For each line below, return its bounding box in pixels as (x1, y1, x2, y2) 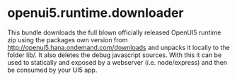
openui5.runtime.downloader (7, 5, 184, 21)
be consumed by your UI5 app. (7, 66, 98, 74)
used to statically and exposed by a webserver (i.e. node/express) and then (7, 58, 228, 66)
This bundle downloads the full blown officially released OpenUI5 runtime (7, 28, 221, 37)
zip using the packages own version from (7, 35, 128, 44)
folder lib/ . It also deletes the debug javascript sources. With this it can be (7, 51, 222, 59)
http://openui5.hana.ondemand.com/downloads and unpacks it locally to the (7, 43, 230, 51)
